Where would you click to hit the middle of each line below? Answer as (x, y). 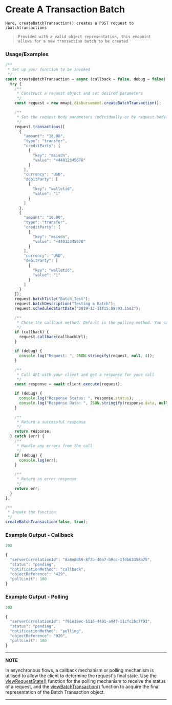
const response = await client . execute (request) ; (69, 384)
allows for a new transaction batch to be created (73, 41)
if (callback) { (32, 332)
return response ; (33, 431)
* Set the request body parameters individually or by (77, 117)
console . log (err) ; (38, 460)
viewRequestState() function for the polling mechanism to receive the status (85, 681)
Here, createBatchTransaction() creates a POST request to (70, 23)
